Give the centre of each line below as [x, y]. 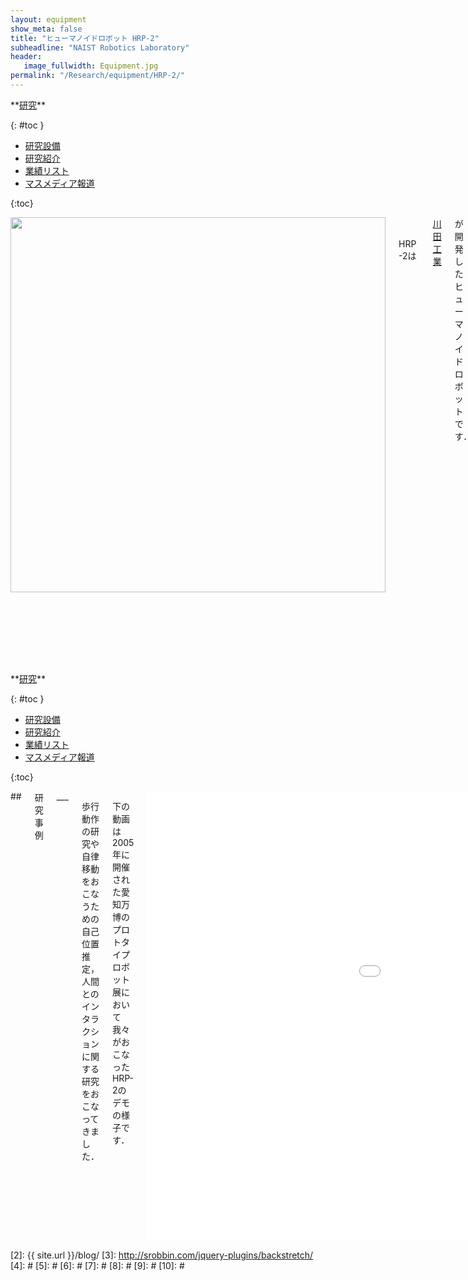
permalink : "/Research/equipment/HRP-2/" [98, 76]
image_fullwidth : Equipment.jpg [91, 66]
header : [26, 57]
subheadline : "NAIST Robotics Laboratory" [100, 47]
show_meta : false [46, 29]
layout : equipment [48, 19]
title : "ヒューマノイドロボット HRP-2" [85, 38]
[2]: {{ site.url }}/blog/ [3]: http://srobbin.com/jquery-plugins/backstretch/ [162, 1255]
